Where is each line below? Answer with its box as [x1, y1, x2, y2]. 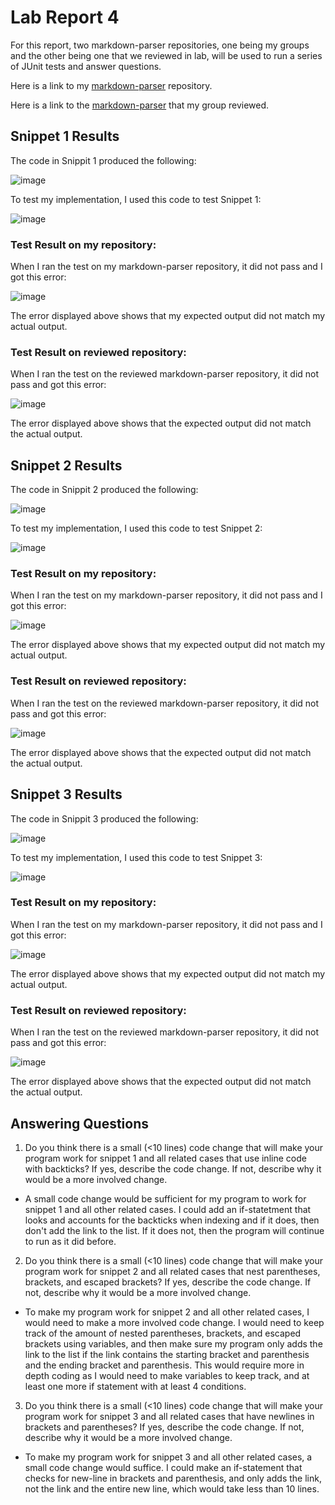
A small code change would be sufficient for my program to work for [24, 1192, 307, 1205]
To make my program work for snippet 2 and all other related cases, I [24, 1306, 310, 1318]
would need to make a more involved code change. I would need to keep [24, 1316, 325, 1328]
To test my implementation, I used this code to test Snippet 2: [10, 522, 263, 535]
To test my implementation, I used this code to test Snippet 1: [10, 193, 262, 205]
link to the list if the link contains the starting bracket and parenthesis [24, 1348, 310, 1360]
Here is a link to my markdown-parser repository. [10, 79, 213, 91]
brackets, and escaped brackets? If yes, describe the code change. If [24, 1276, 312, 1288]
